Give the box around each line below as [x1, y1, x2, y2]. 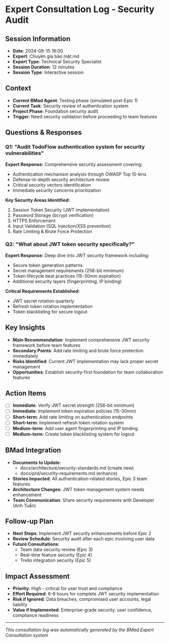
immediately [12, 353, 38, 359]
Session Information [5, 34, 71, 43]
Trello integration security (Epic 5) [20, 558, 91, 564]
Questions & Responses [5, 128, 82, 137]
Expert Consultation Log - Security [5, 4, 155, 15]
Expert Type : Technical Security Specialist [12, 59, 102, 64]
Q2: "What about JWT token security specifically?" [5, 241, 135, 248]
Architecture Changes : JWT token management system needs [12, 486, 145, 492]
